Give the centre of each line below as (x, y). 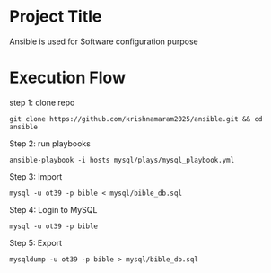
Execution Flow (67, 78)
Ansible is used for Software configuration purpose (104, 41)
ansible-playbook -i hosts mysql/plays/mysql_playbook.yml (122, 160)
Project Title (56, 17)
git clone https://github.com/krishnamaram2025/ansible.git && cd (136, 119)
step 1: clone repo (42, 102)
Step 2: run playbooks (50, 143)
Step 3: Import (36, 176)
